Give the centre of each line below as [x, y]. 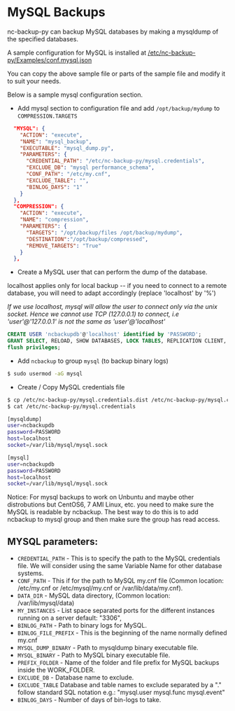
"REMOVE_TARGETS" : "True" [63, 246]
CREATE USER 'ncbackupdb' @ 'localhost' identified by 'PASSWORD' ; [104, 334]
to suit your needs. [34, 81]
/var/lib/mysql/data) [46, 603]
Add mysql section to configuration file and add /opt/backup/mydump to [119, 108]
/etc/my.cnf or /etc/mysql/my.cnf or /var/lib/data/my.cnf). [100, 588]
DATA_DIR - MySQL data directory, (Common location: [94, 595]
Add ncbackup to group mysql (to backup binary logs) [93, 361]
